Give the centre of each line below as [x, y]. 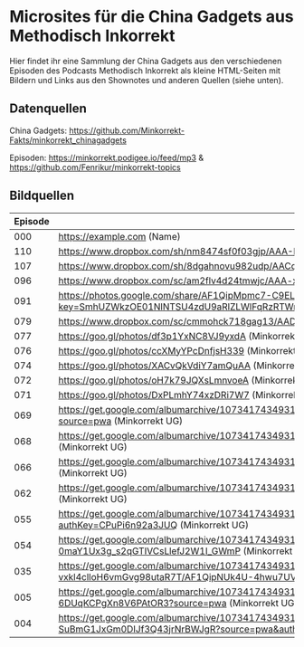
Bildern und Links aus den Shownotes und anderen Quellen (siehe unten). [147, 80]
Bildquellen [42, 196]
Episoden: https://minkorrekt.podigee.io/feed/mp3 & [107, 157]
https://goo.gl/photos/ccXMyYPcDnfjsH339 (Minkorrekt [177, 350]
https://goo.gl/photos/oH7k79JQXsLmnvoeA [153, 380]
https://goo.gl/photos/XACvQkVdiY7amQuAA [155, 366]
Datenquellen [48, 109]
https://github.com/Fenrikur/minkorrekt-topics [95, 167]
